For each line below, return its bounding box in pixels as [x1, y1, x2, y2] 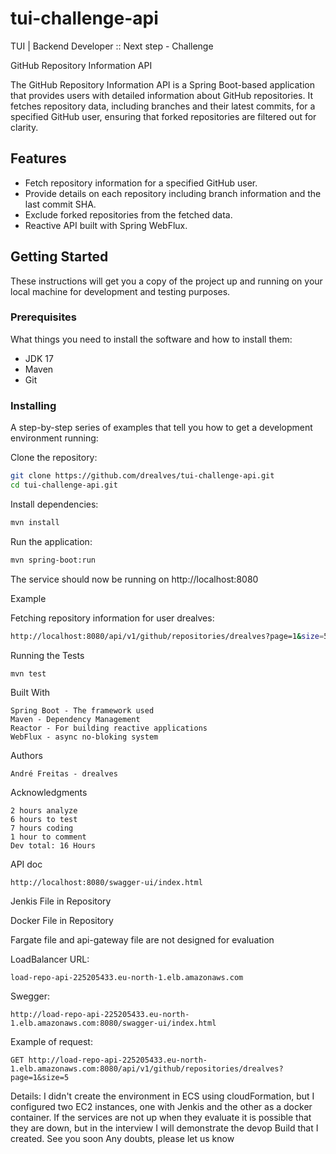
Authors [10, 750, 43, 762]
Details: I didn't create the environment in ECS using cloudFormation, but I [10, 1090, 315, 1102]
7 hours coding [10, 823, 74, 834]
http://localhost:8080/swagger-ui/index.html [10, 878, 203, 888]
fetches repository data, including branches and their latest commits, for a [10, 100, 316, 112]
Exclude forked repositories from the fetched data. [24, 208, 233, 221]
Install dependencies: [10, 498, 99, 510]
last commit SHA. [24, 198, 97, 210]
